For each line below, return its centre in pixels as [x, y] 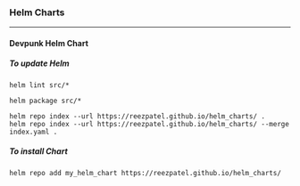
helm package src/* [46, 101]
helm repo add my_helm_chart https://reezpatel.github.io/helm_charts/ [145, 173]
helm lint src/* [39, 85]
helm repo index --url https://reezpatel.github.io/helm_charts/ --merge [150, 124]
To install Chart [39, 151]
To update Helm [39, 63]
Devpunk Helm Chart [49, 43]
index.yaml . [33, 132]
